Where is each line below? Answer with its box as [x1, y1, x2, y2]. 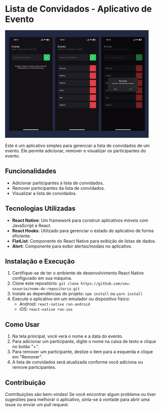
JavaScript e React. [12, 222, 52, 228]
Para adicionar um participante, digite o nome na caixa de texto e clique [12, 339, 157, 344]
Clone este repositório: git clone [12, 281, 79, 287]
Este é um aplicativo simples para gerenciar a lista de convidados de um [5, 143, 150, 148]
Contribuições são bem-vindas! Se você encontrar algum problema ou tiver [5, 392, 157, 397]
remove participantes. [12, 364, 56, 370]
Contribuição [5, 378, 46, 387]
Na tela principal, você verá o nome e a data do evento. [12, 333, 123, 339]
